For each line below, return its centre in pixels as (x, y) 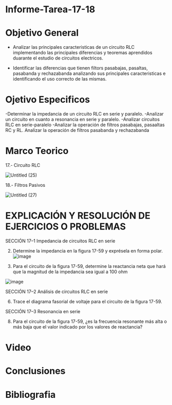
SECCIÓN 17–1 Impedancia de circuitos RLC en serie (60, 241)
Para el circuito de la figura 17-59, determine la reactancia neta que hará (89, 266)
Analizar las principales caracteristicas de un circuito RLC (74, 47)
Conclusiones (35, 371)
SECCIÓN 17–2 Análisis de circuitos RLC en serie (57, 292)
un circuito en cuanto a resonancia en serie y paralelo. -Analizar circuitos (83, 120)
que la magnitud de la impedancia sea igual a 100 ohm (70, 272)
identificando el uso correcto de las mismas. (60, 79)
